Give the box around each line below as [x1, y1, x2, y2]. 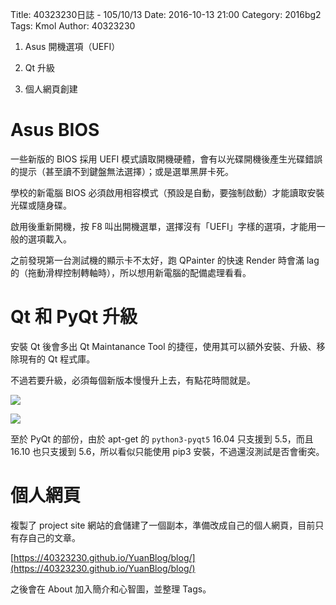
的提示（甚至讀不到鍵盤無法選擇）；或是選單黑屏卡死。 [10, 165, 234, 177]
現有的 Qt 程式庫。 [18, 353, 96, 365]
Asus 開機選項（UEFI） [24, 41, 121, 52]
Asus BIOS [10, 119, 100, 142]
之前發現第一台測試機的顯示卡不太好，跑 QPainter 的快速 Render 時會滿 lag [10, 254, 320, 266]
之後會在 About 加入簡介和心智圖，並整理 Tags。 [10, 583, 212, 595]
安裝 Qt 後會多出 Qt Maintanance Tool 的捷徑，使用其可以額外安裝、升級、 [10, 340, 317, 352]
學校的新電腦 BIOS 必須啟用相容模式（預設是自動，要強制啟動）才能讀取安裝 [10, 186, 325, 198]
